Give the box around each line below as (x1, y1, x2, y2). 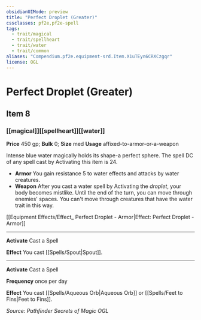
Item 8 (6, 109, 31, 119)
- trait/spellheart (11, 37, 60, 43)
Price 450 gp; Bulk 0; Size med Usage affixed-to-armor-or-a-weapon (6, 140, 179, 148)
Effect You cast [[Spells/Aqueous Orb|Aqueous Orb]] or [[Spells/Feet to (6, 289, 183, 297)
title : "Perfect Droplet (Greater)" (6, 14, 98, 20)
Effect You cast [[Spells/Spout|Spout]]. (6, 249, 103, 256)
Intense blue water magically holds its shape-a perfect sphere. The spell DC (6, 152, 194, 159)
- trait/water (11, 43, 47, 49)
